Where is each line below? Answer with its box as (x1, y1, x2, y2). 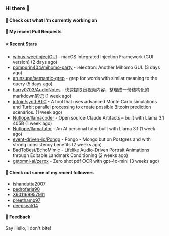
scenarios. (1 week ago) (12, 109, 62, 115)
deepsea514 (12, 202, 38, 208)
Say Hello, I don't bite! (5, 225, 52, 231)
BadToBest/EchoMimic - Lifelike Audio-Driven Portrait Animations (12, 147, 150, 153)
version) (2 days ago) (12, 59, 58, 65)
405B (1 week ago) (12, 120, 52, 126)
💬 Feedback (5, 214, 31, 220)
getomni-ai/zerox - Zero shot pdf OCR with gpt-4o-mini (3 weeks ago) (12, 158, 159, 164)
